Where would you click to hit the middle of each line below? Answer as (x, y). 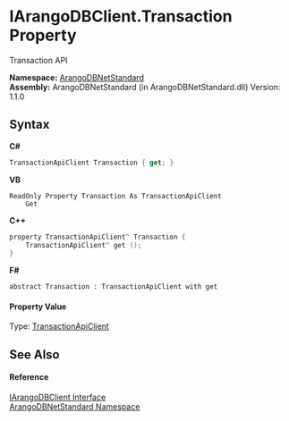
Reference (29, 377)
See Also (34, 354)
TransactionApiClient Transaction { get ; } (92, 163)
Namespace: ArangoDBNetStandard (77, 77)
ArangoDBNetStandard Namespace (75, 407)
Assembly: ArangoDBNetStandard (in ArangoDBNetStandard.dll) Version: (145, 87)
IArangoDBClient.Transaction (121, 17)
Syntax (30, 125)
